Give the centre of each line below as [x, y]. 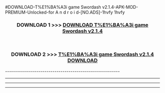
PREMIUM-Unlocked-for [30, 12]
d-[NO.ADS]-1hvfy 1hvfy [100, 12]
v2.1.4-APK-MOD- [120, 7]
